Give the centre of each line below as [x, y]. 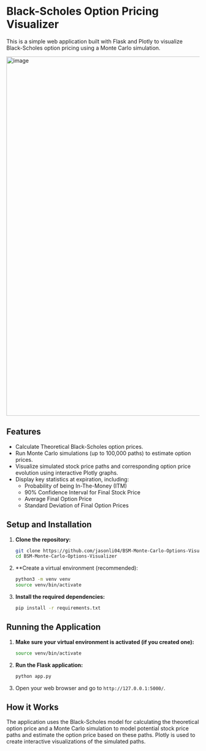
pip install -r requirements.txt [58, 608]
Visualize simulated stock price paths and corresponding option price [103, 466]
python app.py [33, 676]
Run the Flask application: [49, 665]
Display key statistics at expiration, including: [72, 479]
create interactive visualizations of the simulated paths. [76, 742]
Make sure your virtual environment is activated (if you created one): [105, 642]
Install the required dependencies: [60, 597]
